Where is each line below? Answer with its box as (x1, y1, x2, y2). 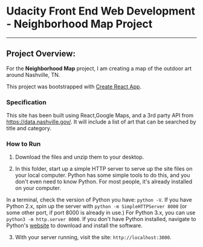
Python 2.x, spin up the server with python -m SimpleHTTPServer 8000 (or (6, 203, 187, 210)
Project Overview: (6, 48, 76, 59)
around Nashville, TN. (6, 71, 60, 78)
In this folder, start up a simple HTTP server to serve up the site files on (14, 165, 193, 173)
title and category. (6, 125, 52, 132)
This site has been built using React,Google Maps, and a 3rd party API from (6, 112, 194, 119)
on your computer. (14, 185, 62, 192)
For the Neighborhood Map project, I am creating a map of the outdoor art (6, 65, 192, 72)
